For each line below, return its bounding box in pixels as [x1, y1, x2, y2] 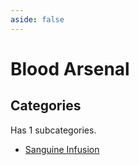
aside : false [10, 14, 65, 25]
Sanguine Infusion [24, 143, 100, 155]
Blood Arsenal [10, 57, 130, 80]
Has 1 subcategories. [10, 124, 97, 136]
